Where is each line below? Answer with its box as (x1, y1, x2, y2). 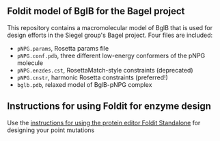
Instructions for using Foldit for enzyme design (7, 101, 212, 112)
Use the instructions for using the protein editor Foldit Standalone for (7, 118, 201, 127)
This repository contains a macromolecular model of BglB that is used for (7, 23, 213, 31)
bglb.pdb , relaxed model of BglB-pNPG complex (16, 80, 152, 88)
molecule (16, 58, 43, 67)
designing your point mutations (7, 126, 95, 134)
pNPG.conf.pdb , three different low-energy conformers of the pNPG (16, 51, 206, 60)
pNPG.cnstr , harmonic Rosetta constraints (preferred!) (16, 73, 169, 81)
